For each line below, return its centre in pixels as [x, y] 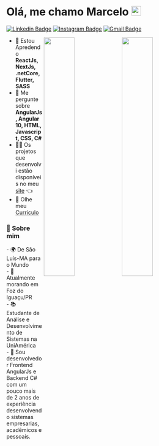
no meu [29, 184]
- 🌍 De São [21, 250]
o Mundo [18, 265]
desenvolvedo [24, 359]
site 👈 [24, 190]
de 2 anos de [23, 398]
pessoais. [18, 437]
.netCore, [28, 73]
